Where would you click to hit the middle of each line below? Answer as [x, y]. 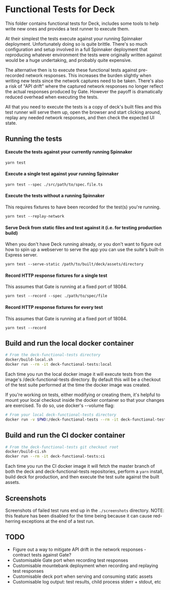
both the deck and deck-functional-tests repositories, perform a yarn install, [84, 472]
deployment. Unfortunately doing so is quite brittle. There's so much [76, 44]
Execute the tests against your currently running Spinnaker [69, 152]
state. [11, 123]
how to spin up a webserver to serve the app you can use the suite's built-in [84, 250]
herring [13, 521]
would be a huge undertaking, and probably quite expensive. [69, 60]
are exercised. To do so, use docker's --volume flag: [60, 405]
